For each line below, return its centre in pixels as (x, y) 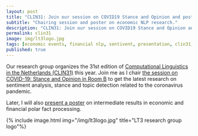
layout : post (22, 11)
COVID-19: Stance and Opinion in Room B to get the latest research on (91, 79)
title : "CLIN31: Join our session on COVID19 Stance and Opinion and (93, 17)
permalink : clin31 (29, 33)
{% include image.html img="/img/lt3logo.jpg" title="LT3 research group (94, 120)
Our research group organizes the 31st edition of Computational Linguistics (97, 66)
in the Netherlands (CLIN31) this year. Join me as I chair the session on (92, 72)
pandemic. (19, 91)
